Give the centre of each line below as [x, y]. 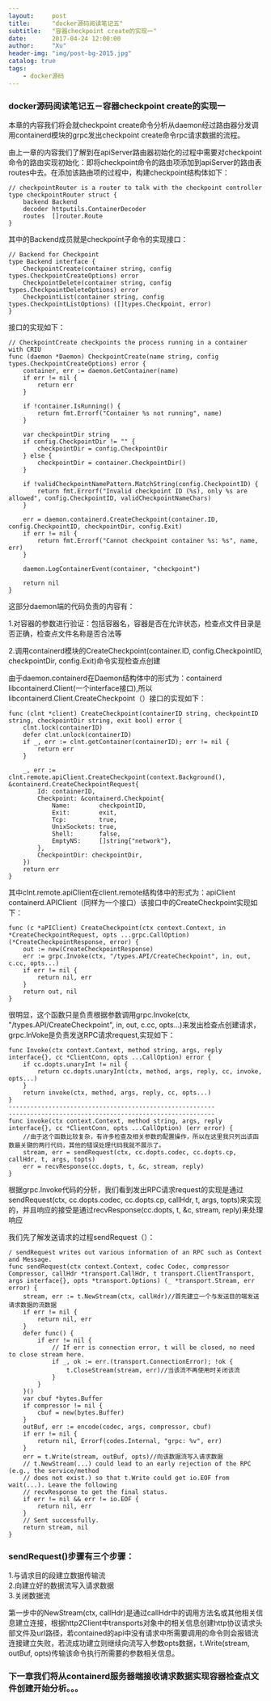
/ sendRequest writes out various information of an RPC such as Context [135, 1252]
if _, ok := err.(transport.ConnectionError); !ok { [142, 1361]
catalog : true [32, 61]
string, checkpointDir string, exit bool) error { [95, 721]
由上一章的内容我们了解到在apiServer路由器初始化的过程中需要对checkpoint [135, 152]
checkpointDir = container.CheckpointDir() [112, 463]
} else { [38, 455]
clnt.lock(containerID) [63, 728]
